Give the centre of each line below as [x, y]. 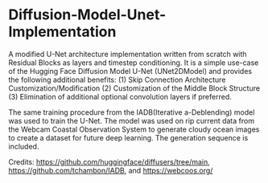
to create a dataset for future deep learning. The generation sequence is [128, 137]
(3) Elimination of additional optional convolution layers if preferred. [120, 96]
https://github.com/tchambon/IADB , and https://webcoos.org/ [111, 170]
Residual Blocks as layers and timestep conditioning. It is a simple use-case [134, 63]
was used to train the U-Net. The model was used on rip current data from [132, 120]
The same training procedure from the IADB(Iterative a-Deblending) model [132, 112]
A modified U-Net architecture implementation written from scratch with [128, 54]
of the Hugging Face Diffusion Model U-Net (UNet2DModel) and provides [130, 71]
